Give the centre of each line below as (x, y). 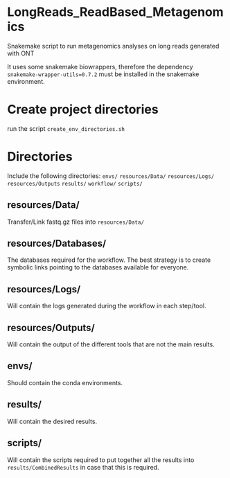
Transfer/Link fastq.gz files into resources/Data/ (76, 222)
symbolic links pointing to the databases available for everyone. (98, 267)
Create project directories (83, 110)
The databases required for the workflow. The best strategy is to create (109, 260)
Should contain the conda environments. (65, 382)
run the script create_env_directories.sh (66, 128)
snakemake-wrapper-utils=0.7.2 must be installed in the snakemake (103, 74)
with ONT (21, 53)
